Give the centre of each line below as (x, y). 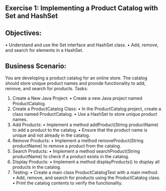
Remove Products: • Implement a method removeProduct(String (78, 141)
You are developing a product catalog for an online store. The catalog (76, 78)
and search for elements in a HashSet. (44, 50)
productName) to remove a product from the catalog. (67, 146)
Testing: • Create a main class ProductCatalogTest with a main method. (85, 173)
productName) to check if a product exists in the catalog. (71, 157)
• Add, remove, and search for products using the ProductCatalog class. (86, 178)
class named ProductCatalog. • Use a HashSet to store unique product (85, 114)
